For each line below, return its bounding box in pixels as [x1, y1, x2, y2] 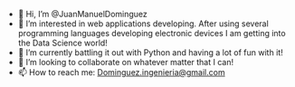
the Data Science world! [17, 37, 109, 48]
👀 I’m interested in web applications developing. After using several [17, 18, 269, 29]
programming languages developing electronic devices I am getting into [17, 28, 287, 38]
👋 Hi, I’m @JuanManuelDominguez [17, 9, 147, 19]
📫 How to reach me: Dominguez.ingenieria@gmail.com [17, 67, 225, 77]
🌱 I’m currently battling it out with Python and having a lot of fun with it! [17, 47, 283, 58]
